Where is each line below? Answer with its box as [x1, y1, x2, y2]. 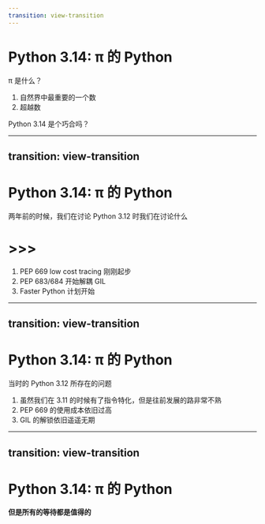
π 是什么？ [8, 76, 43, 85]
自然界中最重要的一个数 [19, 92, 96, 102]
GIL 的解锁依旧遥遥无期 [19, 415, 95, 425]
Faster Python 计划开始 [19, 286, 95, 296]
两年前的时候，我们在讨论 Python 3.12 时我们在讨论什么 [8, 211, 188, 221]
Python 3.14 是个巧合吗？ [8, 119, 90, 129]
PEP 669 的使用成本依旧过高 [19, 406, 113, 415]
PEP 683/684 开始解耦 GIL [19, 276, 106, 286]
